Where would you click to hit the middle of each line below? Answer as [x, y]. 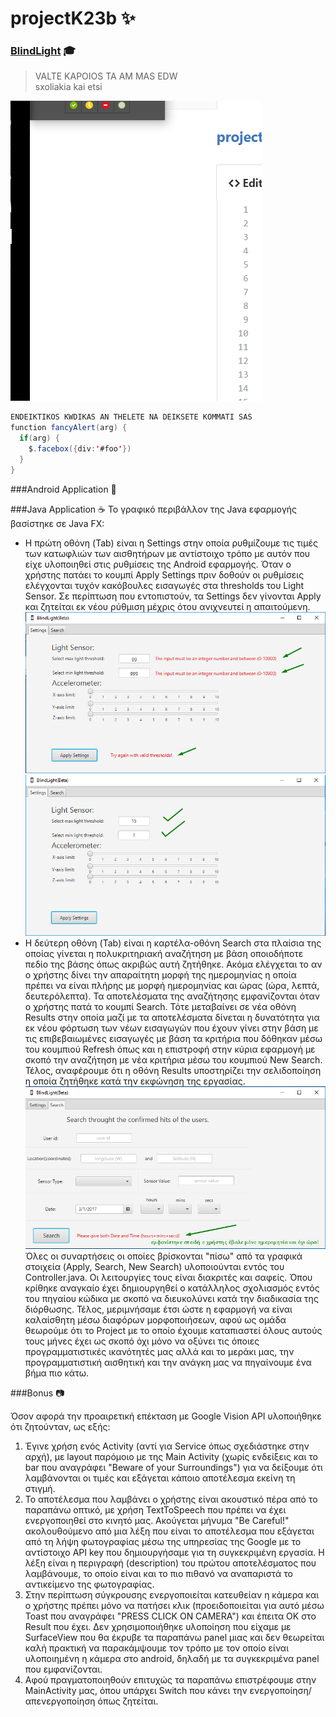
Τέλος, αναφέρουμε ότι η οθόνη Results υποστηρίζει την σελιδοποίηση [173, 1071]
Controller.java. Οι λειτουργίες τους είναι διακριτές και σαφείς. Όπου [168, 1278]
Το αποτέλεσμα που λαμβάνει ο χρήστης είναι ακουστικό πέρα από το [171, 1499]
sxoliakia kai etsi [68, 87]
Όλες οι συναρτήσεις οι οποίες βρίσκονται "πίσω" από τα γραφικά [163, 1256]
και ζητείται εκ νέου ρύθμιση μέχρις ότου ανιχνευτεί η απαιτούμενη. [167, 606]
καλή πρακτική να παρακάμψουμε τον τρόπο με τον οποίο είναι [156, 1648]
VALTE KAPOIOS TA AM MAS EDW [106, 76]
